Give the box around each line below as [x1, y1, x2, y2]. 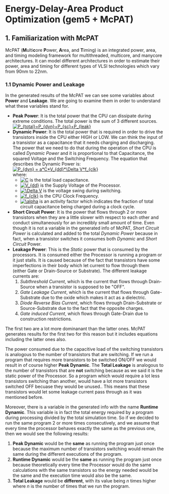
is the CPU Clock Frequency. [39, 193, 99, 199]
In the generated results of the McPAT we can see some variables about [5, 93, 154, 99]
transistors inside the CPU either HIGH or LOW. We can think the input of [12, 134, 163, 140]
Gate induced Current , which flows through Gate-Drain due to [20, 310, 148, 317]
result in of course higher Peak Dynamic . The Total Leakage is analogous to [5, 362, 164, 368]
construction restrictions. [20, 316, 72, 322]
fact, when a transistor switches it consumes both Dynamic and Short [12, 236, 157, 242]
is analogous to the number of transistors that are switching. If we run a [5, 352, 153, 358]
